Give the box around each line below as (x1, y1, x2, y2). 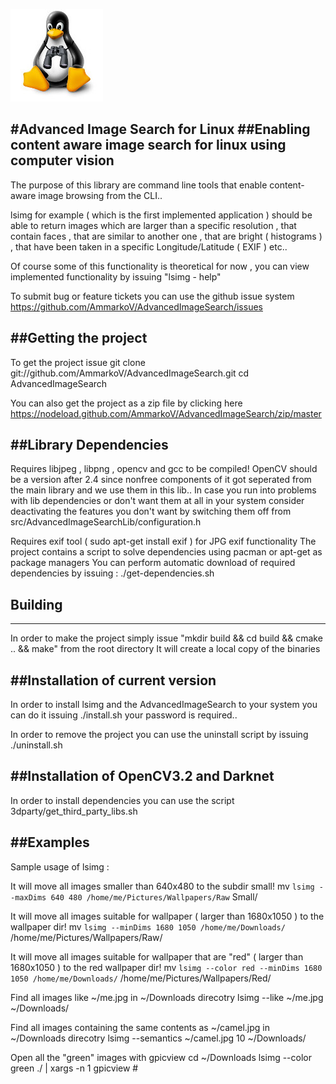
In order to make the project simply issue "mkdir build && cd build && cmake (10, 632, 323, 644)
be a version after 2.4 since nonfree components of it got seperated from (10, 474, 312, 486)
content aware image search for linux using (10, 137, 287, 154)
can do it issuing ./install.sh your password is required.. (10, 709, 238, 721)
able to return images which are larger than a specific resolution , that (10, 219, 297, 231)
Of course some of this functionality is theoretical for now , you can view (10, 260, 310, 272)
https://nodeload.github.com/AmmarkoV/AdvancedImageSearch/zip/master (10, 407, 322, 419)
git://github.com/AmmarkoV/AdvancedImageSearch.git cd (10, 367, 250, 379)
